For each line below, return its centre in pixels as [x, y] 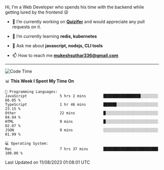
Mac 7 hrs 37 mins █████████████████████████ [82, 149]
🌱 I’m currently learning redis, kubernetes [54, 36]
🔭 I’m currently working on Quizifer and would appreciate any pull [78, 22]
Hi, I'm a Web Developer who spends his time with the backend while [74, 7]
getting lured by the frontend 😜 [37, 12]
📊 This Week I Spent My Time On [40, 81]
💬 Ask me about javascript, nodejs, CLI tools [57, 46]
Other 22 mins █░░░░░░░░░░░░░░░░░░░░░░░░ [82, 113]
